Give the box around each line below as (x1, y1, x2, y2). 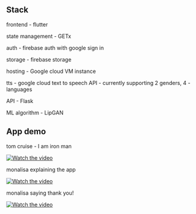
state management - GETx (6, 33, 71, 40)
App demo (6, 127, 46, 137)
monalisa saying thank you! (6, 189, 74, 197)
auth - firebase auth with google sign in (6, 44, 104, 51)
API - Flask (6, 97, 34, 104)
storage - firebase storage (6, 55, 72, 63)
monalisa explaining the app (6, 166, 76, 173)
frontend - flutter (6, 20, 48, 28)
